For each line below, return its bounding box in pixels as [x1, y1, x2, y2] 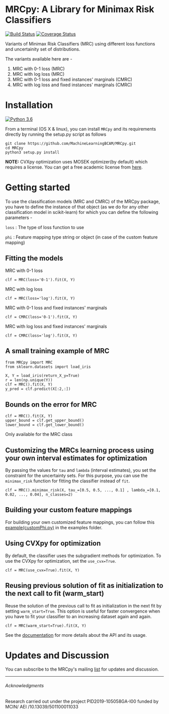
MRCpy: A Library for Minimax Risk [5, 4, 154, 15]
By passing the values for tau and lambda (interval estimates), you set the [5, 467, 156, 473]
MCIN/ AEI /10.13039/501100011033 [5, 703, 79, 709]
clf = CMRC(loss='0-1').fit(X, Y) [5, 314, 78, 319]
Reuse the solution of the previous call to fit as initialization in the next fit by [5, 602, 162, 609]
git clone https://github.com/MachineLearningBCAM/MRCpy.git [5, 141, 136, 146]
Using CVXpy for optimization [5, 539, 101, 548]
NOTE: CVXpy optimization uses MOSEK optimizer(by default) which [5, 158, 148, 164]
